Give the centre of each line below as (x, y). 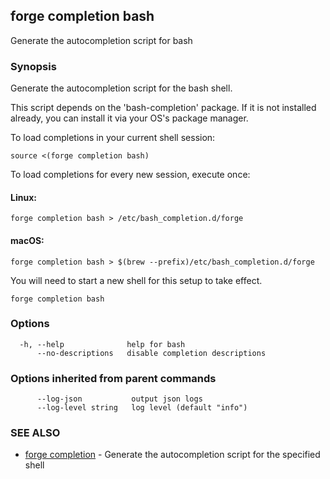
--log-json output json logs (119, 399)
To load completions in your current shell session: (113, 138)
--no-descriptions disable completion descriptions (151, 353)
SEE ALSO (35, 433)
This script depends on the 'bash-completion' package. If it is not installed (163, 108)
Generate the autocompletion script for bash (101, 40)
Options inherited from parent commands (113, 378)
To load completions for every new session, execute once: (130, 175)
